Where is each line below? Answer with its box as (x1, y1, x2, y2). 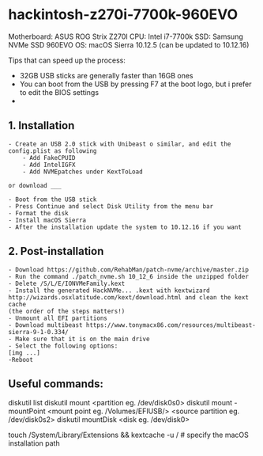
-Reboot (8, 355, 34, 363)
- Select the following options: (8, 342, 118, 350)
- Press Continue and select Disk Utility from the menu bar (8, 202, 214, 211)
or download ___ (8, 181, 62, 189)
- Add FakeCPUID (22, 154, 77, 161)
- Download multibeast (8, 321, 83, 329)
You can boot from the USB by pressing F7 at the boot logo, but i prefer (19, 79, 252, 89)
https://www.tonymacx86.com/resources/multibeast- (85, 321, 257, 329)
